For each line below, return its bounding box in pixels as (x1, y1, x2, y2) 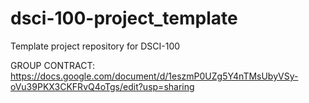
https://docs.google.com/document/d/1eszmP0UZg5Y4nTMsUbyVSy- (10, 70, 299, 82)
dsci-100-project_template (10, 7, 238, 30)
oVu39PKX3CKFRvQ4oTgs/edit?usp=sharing (10, 80, 195, 92)
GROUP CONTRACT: (10, 59, 95, 71)
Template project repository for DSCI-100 (10, 40, 181, 52)
